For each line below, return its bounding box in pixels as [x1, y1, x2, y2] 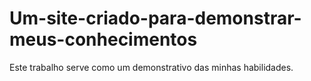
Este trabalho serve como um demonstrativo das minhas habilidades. [9, 61, 294, 73]
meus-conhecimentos [9, 28, 198, 51]
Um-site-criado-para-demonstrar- [9, 7, 302, 30]
